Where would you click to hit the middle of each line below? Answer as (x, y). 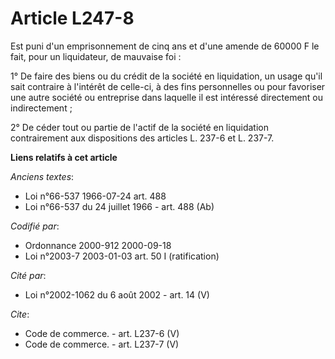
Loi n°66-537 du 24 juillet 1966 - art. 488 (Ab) (119, 206)
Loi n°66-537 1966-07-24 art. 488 (95, 196)
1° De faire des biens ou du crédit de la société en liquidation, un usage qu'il (166, 76)
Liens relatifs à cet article (64, 157)
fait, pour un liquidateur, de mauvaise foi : (96, 56)
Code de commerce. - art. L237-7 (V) (102, 344)
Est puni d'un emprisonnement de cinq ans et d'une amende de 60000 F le (165, 46)
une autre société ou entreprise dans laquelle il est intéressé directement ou (167, 97)
